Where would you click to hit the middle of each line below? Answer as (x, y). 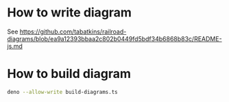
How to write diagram (70, 13)
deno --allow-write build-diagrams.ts (62, 92)
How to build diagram (69, 74)
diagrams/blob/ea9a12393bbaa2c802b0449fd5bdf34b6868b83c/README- (114, 38)
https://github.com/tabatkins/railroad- (73, 31)
